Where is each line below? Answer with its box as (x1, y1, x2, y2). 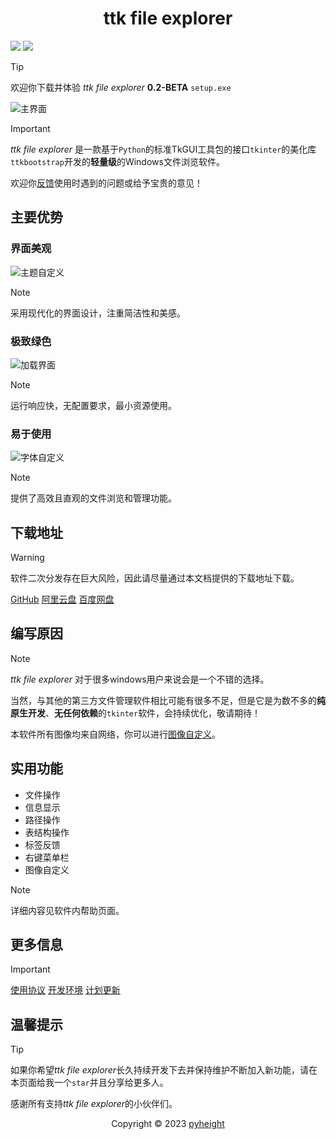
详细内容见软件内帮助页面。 (10, 904, 125, 916)
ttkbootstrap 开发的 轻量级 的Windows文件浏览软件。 (10, 155, 225, 167)
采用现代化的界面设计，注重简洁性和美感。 (10, 307, 186, 319)
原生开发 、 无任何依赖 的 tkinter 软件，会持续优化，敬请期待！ (10, 707, 262, 719)
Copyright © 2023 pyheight (111, 1118, 225, 1130)
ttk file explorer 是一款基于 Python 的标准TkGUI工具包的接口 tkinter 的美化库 (10, 143, 317, 155)
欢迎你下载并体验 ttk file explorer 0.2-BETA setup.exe (10, 81, 232, 93)
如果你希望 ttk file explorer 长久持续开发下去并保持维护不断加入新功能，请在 (10, 1064, 318, 1076)
